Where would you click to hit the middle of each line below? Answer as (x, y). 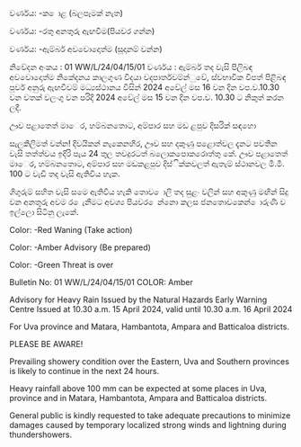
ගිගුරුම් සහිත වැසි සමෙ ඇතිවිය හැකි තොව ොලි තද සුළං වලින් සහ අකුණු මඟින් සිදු (149, 192)
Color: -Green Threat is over (62, 265)
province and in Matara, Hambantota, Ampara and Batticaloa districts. (138, 398)
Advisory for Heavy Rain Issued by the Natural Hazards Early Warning (138, 299)
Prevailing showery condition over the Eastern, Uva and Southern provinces (150, 362)
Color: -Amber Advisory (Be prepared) (80, 247)
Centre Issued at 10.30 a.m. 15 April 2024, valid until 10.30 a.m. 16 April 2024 (151, 309)
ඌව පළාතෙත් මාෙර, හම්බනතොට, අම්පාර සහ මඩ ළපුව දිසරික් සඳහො (133, 125)
